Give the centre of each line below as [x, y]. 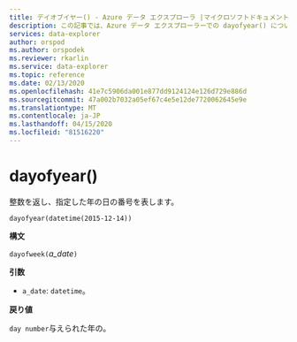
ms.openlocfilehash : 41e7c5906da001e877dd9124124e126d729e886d [128, 91]
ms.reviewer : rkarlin [49, 58]
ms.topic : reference [47, 75]
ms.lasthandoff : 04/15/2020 [61, 125]
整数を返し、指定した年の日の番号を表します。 [94, 201]
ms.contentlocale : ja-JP [55, 116]
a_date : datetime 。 [56, 290]
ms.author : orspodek [47, 50]
